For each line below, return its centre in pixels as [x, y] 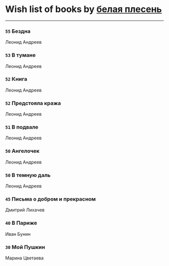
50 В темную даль [28, 175]
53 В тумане [21, 55]
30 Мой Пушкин [25, 247]
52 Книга [16, 79]
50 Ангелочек [22, 151]
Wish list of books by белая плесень [83, 9]
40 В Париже [21, 223]
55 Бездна [18, 31]
